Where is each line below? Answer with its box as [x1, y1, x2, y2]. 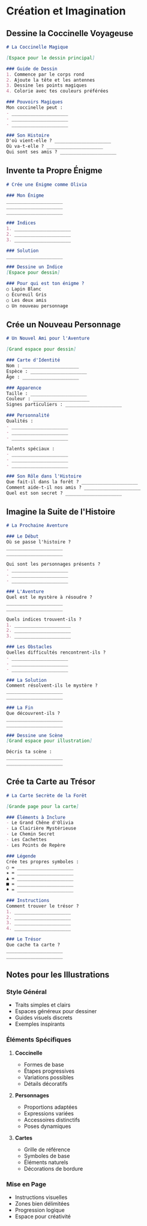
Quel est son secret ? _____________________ [6, 490, 122, 496]
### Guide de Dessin [6, 66, 58, 72]
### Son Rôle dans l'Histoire [6, 473, 82, 479]
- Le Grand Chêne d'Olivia [6, 820, 74, 826]
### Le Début [6, 533, 39, 539]
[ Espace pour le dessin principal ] [6, 55, 95, 61]
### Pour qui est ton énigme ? [6, 281, 85, 287]
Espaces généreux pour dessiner [14, 1008, 97, 1015]
